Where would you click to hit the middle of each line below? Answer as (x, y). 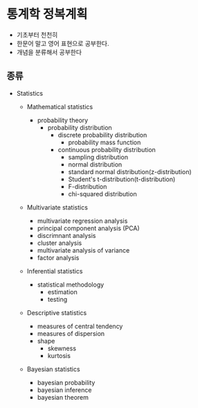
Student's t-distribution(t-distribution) (122, 179)
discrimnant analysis (66, 235)
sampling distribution (98, 157)
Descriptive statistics (57, 312)
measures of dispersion (71, 333)
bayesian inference (64, 390)
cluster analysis (60, 243)
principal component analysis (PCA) (88, 228)
